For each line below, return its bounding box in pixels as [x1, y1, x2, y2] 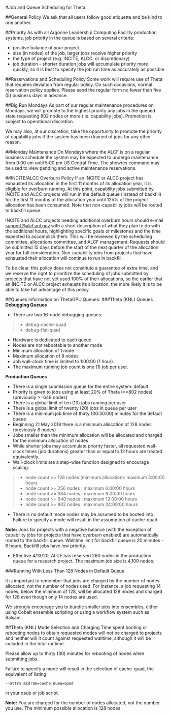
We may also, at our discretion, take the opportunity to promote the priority [5, 128, 162, 134]
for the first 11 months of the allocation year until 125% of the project [5, 197, 148, 202]
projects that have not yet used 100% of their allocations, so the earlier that [5, 276, 162, 282]
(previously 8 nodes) [12, 427, 56, 433]
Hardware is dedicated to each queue [12, 337, 92, 343]
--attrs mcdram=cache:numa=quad [5, 681, 74, 686]
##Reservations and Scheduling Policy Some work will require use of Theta [5, 76, 163, 82]
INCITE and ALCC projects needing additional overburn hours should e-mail [5, 217, 164, 223]
